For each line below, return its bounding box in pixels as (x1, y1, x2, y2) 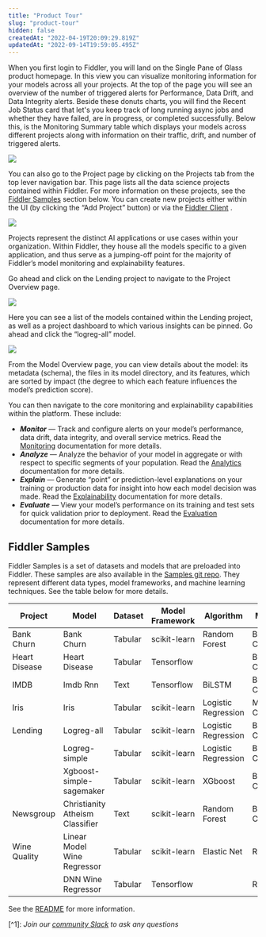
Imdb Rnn (63, 679, 99, 690)
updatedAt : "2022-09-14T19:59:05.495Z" (8, 41, 140, 49)
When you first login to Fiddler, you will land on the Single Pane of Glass (8, 63, 243, 72)
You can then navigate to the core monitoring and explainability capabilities (8, 400, 253, 410)
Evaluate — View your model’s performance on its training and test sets (19, 500, 255, 510)
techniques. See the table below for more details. (8, 586, 169, 596)
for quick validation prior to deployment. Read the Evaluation (19, 509, 218, 519)
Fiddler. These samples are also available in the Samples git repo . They (8, 569, 240, 579)
